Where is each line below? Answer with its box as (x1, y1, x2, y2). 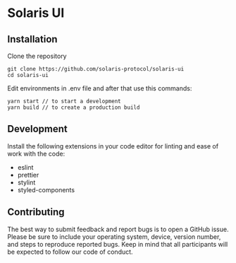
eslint (17, 163, 34, 171)
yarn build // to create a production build (7, 104, 140, 111)
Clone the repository (7, 52, 67, 60)
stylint (17, 178, 36, 187)
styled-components (17, 185, 75, 194)
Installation (7, 33, 58, 45)
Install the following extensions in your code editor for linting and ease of (7, 141, 219, 150)
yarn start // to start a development (7, 98, 121, 105)
